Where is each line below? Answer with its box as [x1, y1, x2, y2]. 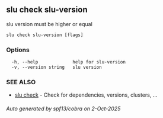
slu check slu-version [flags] [6, 32, 84, 38]
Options [6, 46, 30, 54]
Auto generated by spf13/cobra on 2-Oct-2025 [6, 105, 121, 112]
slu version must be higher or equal [6, 20, 93, 27]
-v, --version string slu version [11, 65, 102, 71]
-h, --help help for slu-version [11, 59, 126, 65]
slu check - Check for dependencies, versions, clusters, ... [14, 91, 158, 98]
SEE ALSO [6, 78, 36, 87]
